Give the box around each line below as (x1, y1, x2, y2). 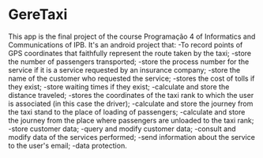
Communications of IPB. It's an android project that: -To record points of (8, 39, 243, 49)
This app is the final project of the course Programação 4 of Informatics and (8, 32, 256, 41)
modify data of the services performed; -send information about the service (8, 132, 255, 141)
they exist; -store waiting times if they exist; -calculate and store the (8, 81, 230, 92)
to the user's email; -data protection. (8, 141, 128, 150)
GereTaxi (8, 6, 68, 24)
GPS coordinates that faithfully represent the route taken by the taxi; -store (8, 48, 251, 58)
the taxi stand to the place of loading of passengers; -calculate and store (8, 107, 246, 116)
